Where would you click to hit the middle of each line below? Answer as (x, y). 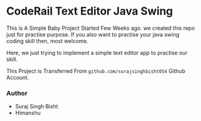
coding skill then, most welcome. (47, 41)
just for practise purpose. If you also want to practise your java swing (93, 34)
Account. (18, 77)
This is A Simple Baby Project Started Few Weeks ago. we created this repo (101, 28)
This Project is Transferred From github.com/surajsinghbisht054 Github (96, 71)
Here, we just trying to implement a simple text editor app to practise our (97, 52)
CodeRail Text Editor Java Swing (90, 11)
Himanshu (28, 113)
